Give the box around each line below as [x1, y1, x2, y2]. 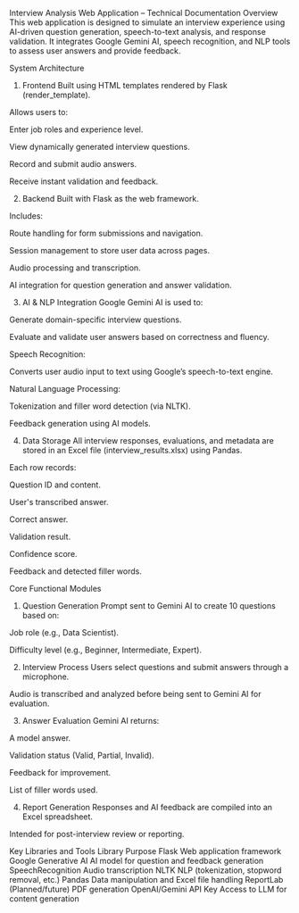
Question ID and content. [9, 479, 101, 490]
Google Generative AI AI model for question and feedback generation [9, 856, 264, 866]
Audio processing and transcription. [9, 262, 141, 273]
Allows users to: [9, 107, 69, 117]
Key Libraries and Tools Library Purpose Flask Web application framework [9, 846, 282, 856]
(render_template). [21, 89, 91, 100]
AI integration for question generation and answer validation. [9, 280, 232, 290]
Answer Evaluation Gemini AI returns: [21, 716, 160, 726]
